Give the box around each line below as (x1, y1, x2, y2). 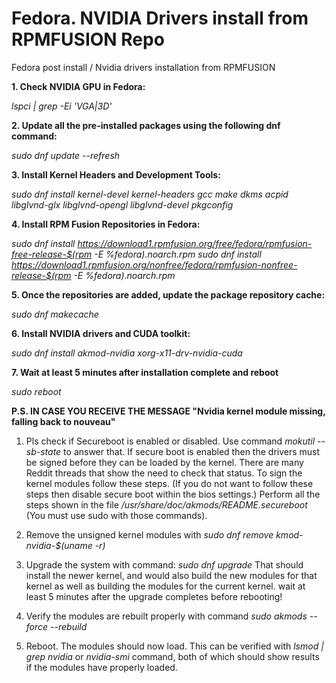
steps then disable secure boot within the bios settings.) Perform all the (25, 488, 321, 500)
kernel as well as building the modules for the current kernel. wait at (25, 580, 306, 592)
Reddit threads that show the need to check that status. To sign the (25, 467, 303, 479)
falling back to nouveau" (11, 415, 116, 427)
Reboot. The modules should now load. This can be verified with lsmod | (25, 640, 324, 652)
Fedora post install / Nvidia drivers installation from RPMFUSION (11, 61, 276, 73)
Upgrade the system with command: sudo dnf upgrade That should (25, 558, 304, 571)
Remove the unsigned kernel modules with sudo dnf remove (25, 528, 274, 541)
